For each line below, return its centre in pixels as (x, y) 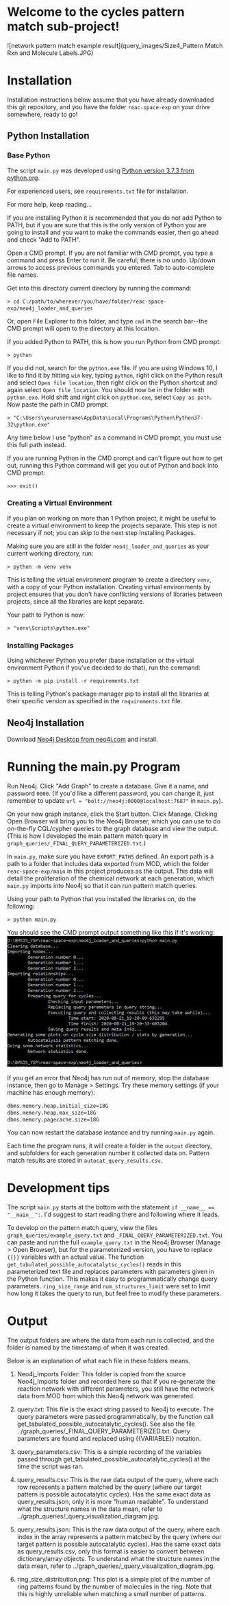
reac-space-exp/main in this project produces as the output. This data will (110, 871)
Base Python (29, 155)
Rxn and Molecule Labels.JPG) (50, 53)
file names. (23, 275)
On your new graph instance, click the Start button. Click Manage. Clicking (112, 814)
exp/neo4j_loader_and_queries (50, 308)
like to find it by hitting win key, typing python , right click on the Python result (115, 375)
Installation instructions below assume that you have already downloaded (111, 100)
